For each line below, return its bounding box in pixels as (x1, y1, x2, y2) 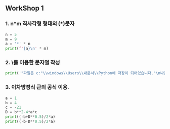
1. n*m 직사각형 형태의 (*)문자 (5, 20, 75, 27)
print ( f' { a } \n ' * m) (5, 46, 49, 51)
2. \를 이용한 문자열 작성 (5, 59, 60, 66)
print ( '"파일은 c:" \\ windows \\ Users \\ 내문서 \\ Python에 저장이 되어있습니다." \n (5, 71, 161, 76)
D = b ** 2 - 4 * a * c (5, 110, 37, 115)
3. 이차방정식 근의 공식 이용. (5, 83, 69, 91)
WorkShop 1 (5, 4, 44, 13)
